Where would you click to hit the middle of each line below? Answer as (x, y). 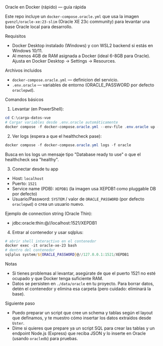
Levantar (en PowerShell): (38, 109)
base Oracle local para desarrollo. (39, 27)
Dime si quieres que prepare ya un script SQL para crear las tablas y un (83, 328)
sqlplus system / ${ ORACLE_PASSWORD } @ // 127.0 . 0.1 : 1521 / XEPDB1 (67, 255)
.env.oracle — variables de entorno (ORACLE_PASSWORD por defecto (83, 85)
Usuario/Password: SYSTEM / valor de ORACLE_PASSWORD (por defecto (78, 199)
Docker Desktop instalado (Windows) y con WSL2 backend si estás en (82, 45)
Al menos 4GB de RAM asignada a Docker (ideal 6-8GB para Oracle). (81, 56)
